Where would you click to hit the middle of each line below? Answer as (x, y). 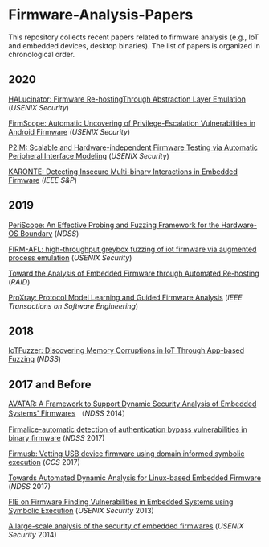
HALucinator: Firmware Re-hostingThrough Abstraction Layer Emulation (127, 99)
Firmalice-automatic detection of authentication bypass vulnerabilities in (128, 429)
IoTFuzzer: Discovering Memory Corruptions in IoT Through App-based (126, 350)
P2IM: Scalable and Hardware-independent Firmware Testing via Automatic (133, 147)
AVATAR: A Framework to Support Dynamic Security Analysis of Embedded (132, 404)
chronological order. (42, 54)
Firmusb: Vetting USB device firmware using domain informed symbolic (126, 454)
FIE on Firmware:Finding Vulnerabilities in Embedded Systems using (121, 502)
